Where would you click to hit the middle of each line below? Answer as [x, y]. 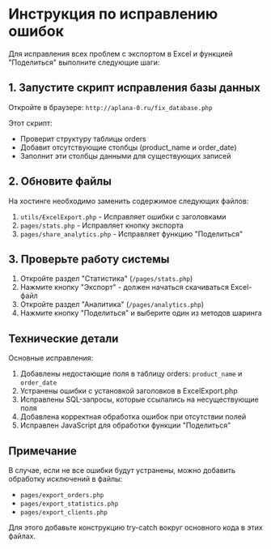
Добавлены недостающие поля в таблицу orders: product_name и [131, 374]
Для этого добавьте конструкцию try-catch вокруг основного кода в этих [135, 528]
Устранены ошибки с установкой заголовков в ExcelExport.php [129, 391]
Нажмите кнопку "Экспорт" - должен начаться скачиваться [124, 287]
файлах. [22, 536]
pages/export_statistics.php [69, 504]
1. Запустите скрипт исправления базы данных [134, 88]
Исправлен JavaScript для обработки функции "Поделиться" [125, 425]
